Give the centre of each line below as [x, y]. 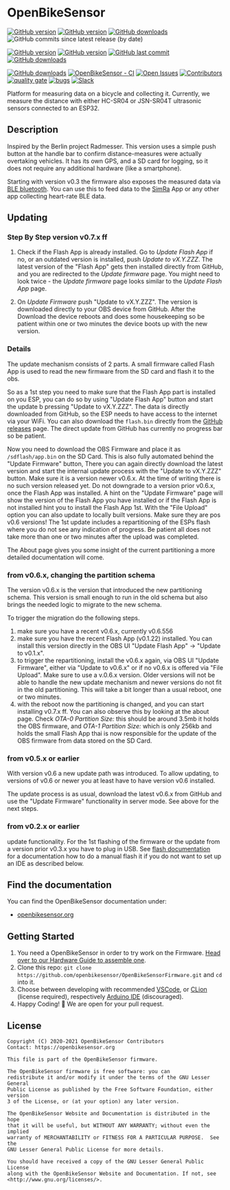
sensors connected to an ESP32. [53, 108]
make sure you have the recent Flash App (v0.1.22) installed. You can [115, 639]
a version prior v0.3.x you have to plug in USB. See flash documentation [109, 849]
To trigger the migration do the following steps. [73, 618]
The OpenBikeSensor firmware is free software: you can [89, 1072]
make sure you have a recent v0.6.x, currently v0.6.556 [95, 631]
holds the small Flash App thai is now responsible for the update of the [117, 734]
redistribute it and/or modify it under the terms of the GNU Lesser [109, 1078]
